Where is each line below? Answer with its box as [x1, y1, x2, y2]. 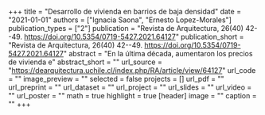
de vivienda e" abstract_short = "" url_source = [8, 57, 163, 67]
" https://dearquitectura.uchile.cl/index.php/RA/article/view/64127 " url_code [8, 66, 256, 75]
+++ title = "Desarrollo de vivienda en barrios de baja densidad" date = [8, 7, 241, 16]
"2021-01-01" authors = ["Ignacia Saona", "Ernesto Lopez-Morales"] [8, 15, 232, 25]
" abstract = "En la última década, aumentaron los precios [63, 49, 253, 58]
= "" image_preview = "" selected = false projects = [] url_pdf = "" [8, 75, 224, 83]
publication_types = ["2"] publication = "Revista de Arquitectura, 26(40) [8, 24, 244, 33]
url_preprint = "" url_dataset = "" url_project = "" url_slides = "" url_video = [8, 82, 252, 92]
